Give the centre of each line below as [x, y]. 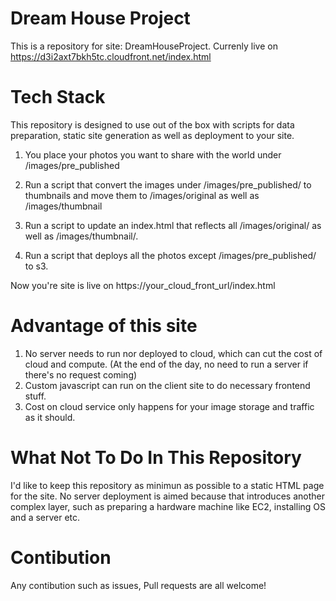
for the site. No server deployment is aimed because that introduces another [167, 496]
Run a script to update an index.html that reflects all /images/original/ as [173, 225]
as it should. [50, 417]
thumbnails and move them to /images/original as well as [142, 195]
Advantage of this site [104, 326]
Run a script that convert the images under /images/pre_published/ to [168, 184]
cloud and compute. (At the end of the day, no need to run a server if [166, 364]
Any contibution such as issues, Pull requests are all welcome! [138, 585]
